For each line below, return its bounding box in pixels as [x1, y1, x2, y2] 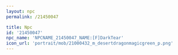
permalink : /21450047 [6, 14, 59, 20]
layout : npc [6, 8, 35, 14]
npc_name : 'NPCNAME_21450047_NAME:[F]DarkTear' [6, 35, 124, 41]
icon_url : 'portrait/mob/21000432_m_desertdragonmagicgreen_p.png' [6, 41, 174, 46]
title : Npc [6, 24, 33, 30]
